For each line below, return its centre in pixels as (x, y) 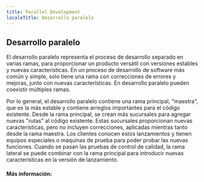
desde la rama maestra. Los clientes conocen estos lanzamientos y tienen (99, 134)
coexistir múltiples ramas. (39, 90)
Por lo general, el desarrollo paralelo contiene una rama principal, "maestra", (102, 101)
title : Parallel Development (43, 12)
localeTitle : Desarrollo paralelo (50, 18)
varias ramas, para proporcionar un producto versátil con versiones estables (102, 64)
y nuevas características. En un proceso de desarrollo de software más (96, 70)
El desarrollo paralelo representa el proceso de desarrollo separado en (95, 57)
